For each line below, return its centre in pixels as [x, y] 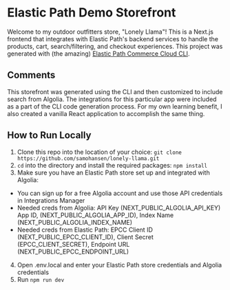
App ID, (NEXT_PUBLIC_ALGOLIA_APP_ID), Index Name [95, 215]
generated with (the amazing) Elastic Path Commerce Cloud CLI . [98, 54]
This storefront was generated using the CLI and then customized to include [115, 91]
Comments [31, 75]
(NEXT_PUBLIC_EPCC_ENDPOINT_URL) [73, 252]
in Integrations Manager [51, 200]
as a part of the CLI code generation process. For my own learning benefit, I [115, 106]
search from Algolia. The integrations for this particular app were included [112, 99]
